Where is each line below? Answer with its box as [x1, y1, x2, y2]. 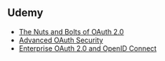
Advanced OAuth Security [18, 35, 104, 45]
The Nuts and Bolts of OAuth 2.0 [18, 27, 124, 36]
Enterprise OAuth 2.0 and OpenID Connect [18, 43, 157, 53]
